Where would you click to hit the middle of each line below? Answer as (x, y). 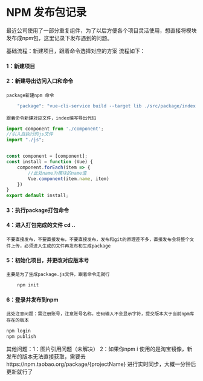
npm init (28, 285)
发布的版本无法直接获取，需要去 (46, 357)
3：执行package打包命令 (38, 210)
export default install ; (37, 196)
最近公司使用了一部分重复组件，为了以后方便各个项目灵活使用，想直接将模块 (101, 30)
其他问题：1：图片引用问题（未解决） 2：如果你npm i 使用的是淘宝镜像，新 (99, 349)
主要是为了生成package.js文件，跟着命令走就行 (58, 275)
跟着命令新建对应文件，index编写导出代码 (51, 118)
